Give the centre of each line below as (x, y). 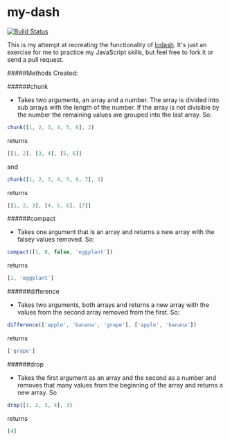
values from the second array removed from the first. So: (98, 313)
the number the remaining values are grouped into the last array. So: (115, 115)
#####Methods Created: (43, 73)
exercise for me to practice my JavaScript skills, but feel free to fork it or (110, 52)
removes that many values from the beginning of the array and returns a (120, 385)
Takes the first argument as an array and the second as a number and (117, 377)
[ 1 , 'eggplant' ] (30, 278)
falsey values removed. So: (56, 240)
